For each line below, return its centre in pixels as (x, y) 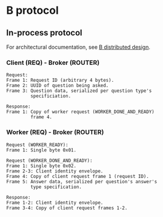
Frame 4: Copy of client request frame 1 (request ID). (78, 176)
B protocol (32, 11)
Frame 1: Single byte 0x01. (42, 150)
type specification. (56, 187)
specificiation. (51, 96)
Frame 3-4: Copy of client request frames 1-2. (67, 208)
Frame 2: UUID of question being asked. (58, 86)
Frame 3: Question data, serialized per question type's (79, 91)
